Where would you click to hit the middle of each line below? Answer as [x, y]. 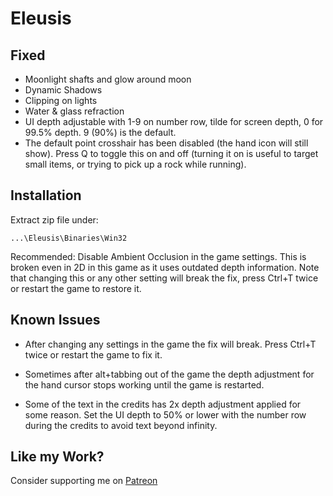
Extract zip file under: [54, 219]
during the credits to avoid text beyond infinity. [121, 425]
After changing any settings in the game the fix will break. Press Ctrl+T [170, 344]
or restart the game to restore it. [76, 288]
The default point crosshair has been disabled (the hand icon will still [166, 143]
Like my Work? [57, 457]
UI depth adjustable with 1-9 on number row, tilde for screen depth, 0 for [174, 121]
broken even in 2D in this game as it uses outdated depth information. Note [165, 267]
